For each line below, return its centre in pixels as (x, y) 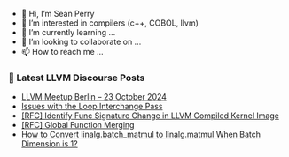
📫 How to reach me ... (62, 52)
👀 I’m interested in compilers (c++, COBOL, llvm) (109, 23)
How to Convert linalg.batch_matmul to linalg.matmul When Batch (141, 135)
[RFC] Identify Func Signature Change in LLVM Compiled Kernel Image (150, 116)
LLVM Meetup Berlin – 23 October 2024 (94, 97)
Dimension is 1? (49, 144)
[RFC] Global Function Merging (78, 125)
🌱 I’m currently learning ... (68, 32)
